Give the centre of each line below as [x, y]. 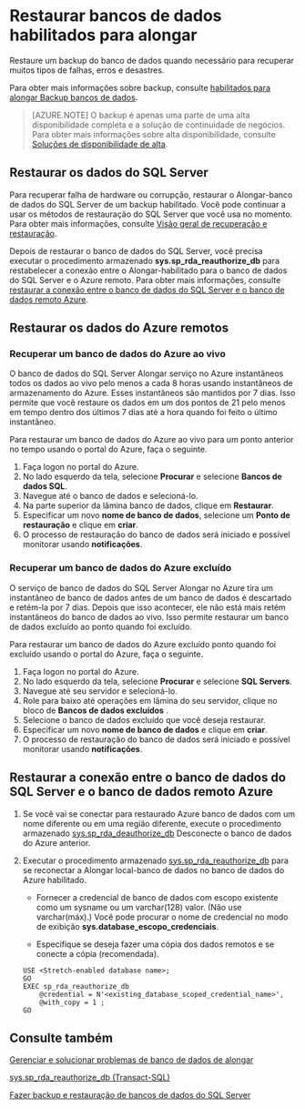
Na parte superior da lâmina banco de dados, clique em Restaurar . [148, 505]
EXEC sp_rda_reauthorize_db [76, 986]
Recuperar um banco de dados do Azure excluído [121, 568]
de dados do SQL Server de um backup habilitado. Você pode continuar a [148, 204]
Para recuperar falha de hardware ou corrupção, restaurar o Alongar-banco [151, 194]
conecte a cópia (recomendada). [97, 953]
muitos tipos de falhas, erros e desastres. [87, 70]
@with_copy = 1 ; [72, 1002]
